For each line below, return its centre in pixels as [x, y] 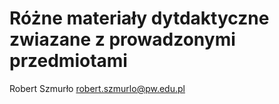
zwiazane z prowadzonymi [122, 39]
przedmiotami [68, 61]
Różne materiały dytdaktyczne [139, 18]
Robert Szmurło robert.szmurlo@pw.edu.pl [97, 88]
